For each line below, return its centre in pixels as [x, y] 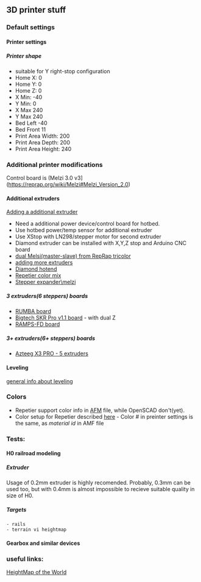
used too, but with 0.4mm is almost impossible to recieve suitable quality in [100, 489]
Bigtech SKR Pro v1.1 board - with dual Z [65, 318]
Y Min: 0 [26, 104]
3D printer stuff [36, 10]
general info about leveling [40, 381]
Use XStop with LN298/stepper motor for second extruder [88, 236]
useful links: [25, 559]
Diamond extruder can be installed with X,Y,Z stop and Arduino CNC [101, 243]
